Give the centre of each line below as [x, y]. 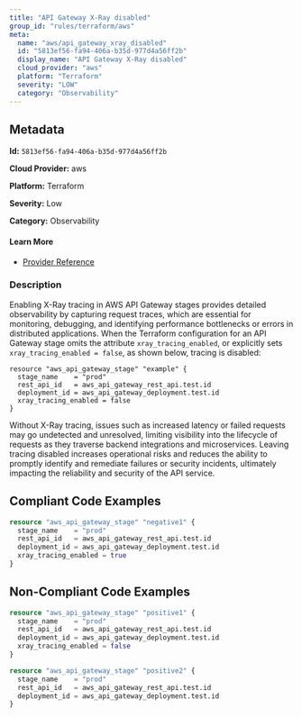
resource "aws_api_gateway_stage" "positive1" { [102, 613]
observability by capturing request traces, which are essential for [130, 314]
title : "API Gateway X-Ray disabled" [80, 18]
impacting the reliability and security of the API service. [112, 473]
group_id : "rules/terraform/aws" [72, 26]
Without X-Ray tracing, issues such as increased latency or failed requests [147, 425]
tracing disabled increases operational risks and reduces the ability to [139, 454]
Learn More [32, 241]
